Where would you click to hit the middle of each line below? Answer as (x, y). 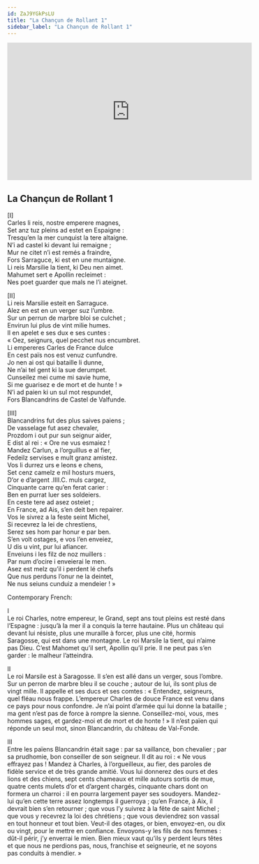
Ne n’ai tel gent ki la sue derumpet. (57, 370)
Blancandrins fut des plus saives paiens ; (66, 420)
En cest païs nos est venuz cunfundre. (62, 355)
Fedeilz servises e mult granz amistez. (62, 457)
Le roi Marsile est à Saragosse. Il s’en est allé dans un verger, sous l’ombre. (115, 676)
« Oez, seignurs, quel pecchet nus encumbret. (74, 340)
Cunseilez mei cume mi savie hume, (59, 377)
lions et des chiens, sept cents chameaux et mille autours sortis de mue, (111, 779)
